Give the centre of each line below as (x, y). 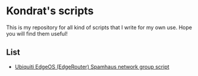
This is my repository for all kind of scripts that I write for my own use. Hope (99, 27)
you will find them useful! (37, 33)
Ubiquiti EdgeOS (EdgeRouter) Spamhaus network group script (92, 66)
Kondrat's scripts (50, 11)
